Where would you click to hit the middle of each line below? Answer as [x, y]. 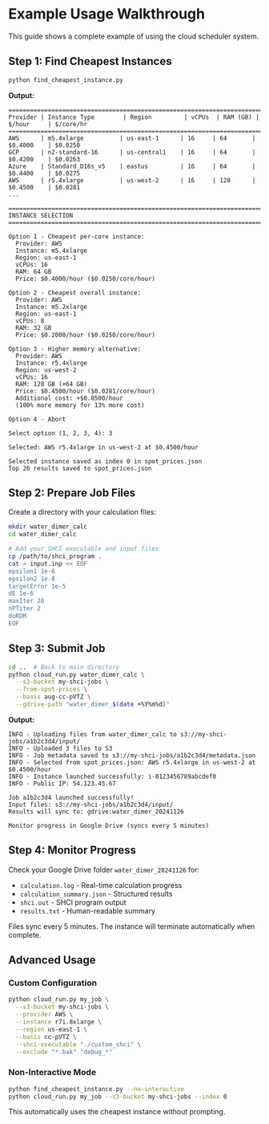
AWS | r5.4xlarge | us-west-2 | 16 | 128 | [132, 180]
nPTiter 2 [25, 609]
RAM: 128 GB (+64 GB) [52, 384]
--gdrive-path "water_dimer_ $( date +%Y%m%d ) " [93, 704]
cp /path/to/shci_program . [55, 556]
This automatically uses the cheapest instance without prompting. [117, 1112]
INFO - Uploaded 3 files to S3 [60, 748]
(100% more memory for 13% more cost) [80, 405]
